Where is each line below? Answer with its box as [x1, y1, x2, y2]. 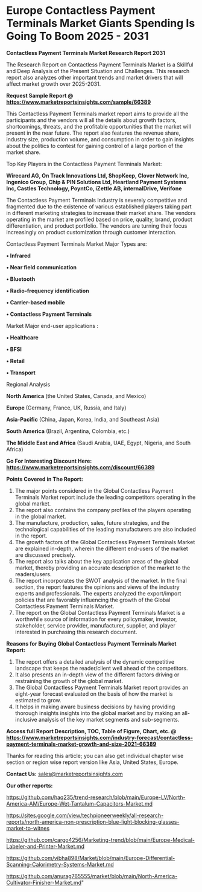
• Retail [6, 357, 25, 364]
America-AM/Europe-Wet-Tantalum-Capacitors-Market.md [6, 800, 153, 807]
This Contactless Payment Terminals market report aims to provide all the [6, 110, 189, 117]
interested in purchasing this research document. [14, 628, 137, 635]
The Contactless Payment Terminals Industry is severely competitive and [6, 196, 188, 204]
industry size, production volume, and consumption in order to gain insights [6, 135, 194, 143]
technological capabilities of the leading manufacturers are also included [14, 525, 196, 533]
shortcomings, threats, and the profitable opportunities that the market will [6, 123, 191, 130]
